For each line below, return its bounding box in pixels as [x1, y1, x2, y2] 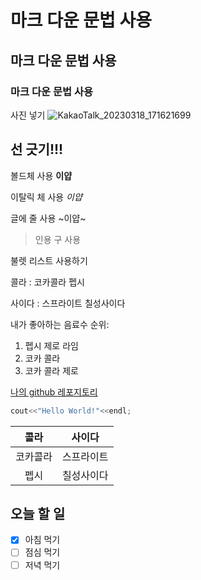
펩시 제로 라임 [24, 339, 79, 351]
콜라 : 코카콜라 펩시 [10, 276, 85, 288]
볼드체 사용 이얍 [10, 169, 73, 181]
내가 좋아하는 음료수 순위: [10, 318, 110, 330]
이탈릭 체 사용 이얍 [10, 191, 83, 203]
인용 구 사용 [34, 233, 82, 245]
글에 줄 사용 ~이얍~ [10, 212, 87, 224]
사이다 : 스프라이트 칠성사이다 [10, 297, 126, 309]
